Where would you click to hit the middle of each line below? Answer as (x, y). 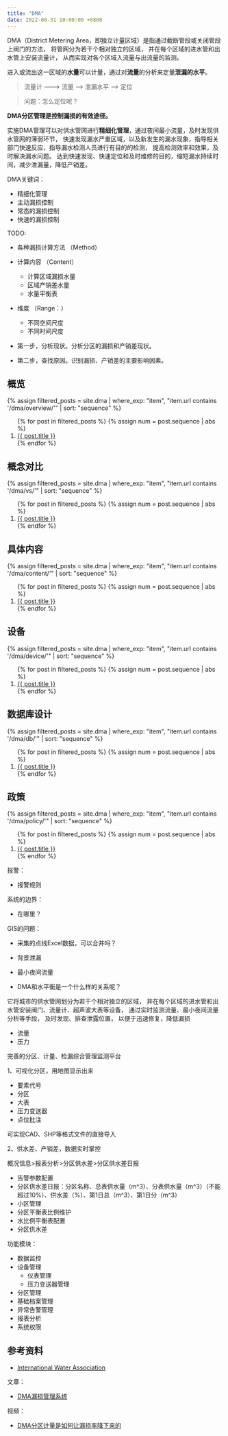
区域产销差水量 (48, 284)
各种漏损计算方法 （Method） (59, 247)
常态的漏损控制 (38, 210)
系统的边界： (25, 899)
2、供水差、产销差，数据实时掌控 (54, 1149)
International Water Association (61, 1367)
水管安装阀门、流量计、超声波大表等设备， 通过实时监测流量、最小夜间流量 (113, 1010)
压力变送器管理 (48, 1284)
